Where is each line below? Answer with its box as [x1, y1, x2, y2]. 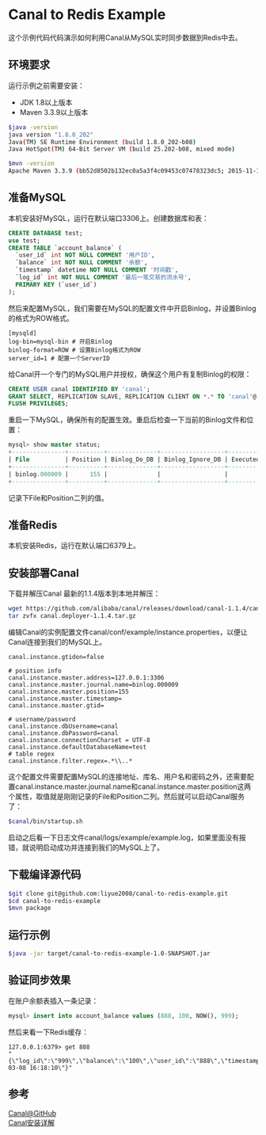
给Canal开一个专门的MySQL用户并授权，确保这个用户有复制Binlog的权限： [8, 369, 252, 379]
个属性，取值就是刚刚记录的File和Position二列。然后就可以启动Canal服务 [8, 791, 245, 801]
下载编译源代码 [8, 868, 82, 882]
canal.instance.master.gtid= [8, 701, 104, 710]
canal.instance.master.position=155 [8, 687, 129, 695]
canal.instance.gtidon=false [8, 653, 104, 661]
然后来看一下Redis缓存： [8, 1027, 89, 1037]
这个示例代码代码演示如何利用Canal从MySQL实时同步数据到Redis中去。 [8, 32, 243, 42]
